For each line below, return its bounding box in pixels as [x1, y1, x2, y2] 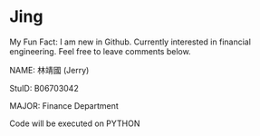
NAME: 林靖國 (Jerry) [9, 64, 90, 75]
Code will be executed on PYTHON [9, 118, 140, 129]
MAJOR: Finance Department [9, 100, 120, 111]
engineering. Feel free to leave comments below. [9, 45, 192, 56]
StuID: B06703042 [9, 83, 79, 93]
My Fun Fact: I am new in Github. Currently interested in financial [9, 36, 252, 47]
